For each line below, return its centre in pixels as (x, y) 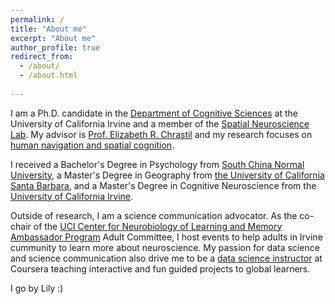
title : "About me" (48, 29)
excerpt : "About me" (53, 38)
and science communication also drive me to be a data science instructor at (166, 258)
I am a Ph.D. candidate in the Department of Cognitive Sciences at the (154, 113)
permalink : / (37, 19)
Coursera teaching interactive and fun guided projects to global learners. (160, 268)
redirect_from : (42, 57)
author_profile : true (55, 47)
